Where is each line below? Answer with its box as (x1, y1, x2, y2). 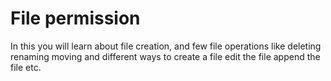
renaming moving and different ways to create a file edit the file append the (10, 50, 321, 62)
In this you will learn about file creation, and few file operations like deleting (10, 40, 322, 52)
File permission (10, 7, 141, 30)
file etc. (10, 61, 42, 73)
